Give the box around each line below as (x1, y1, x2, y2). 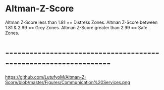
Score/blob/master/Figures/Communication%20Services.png (5, 79, 130, 85)
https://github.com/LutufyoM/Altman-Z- (5, 74, 87, 80)
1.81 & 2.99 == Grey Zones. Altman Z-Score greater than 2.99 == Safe (5, 24, 148, 30)
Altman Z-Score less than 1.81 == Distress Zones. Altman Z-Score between (5, 19, 158, 25)
